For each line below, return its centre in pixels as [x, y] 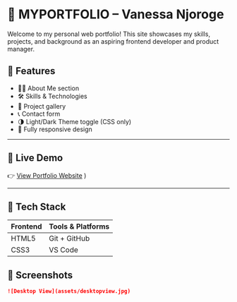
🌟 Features [31, 71]
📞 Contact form [39, 114]
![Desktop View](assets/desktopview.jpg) [69, 291]
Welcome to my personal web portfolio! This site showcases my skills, [109, 34]
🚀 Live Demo [35, 158]
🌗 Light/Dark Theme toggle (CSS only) [74, 121]
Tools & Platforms [79, 226]
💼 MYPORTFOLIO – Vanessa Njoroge [116, 14]
